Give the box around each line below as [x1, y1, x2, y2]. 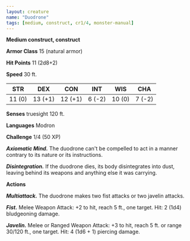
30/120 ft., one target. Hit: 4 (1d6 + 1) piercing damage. [6, 228, 141, 236]
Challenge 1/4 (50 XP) [6, 134, 61, 141]
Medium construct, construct [6, 36, 80, 44]
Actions [6, 181, 26, 188]
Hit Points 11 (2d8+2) [6, 59, 58, 66]
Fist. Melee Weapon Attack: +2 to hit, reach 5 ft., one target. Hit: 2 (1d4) [6, 204, 182, 211]
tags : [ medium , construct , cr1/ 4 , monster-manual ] [6, 20, 134, 26]
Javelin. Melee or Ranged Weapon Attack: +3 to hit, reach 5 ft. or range [6, 222, 182, 229]
